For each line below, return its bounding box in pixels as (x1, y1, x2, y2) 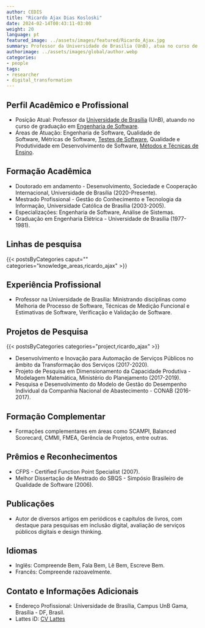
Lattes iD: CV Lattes (15, 615, 65, 622)
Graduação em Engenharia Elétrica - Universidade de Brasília (15, 215, 170, 222)
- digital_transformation (6, 77, 72, 83)
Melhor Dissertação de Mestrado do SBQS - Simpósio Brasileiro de (15, 475, 184, 482)
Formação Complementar (6, 411, 106, 422)
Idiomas (6, 545, 38, 556)
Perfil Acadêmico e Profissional (6, 100, 129, 110)
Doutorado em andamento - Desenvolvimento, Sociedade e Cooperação (15, 182, 197, 190)
